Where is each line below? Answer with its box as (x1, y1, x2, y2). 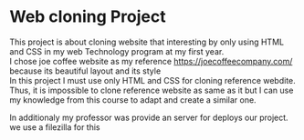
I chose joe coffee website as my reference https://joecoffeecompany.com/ (9, 55, 293, 66)
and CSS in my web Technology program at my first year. (9, 45, 225, 56)
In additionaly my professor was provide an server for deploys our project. (9, 112, 289, 123)
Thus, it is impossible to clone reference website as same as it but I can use (9, 85, 294, 95)
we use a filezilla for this (9, 121, 100, 133)
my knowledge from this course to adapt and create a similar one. (9, 94, 257, 105)
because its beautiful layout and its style (9, 65, 162, 76)
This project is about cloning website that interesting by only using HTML (9, 36, 285, 47)
